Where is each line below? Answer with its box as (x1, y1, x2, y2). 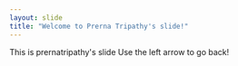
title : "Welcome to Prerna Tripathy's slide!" (9, 22, 189, 31)
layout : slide (9, 13, 64, 23)
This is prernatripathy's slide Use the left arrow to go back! (9, 46, 230, 57)
